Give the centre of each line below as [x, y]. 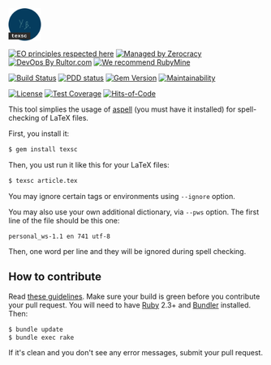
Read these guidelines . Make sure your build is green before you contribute [134, 296]
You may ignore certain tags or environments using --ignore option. [122, 196]
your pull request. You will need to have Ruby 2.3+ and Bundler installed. [130, 305]
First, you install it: [39, 134]
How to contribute [55, 277]
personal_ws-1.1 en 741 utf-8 [60, 236]
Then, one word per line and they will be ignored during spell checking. [127, 251]
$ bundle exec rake [41, 337]
